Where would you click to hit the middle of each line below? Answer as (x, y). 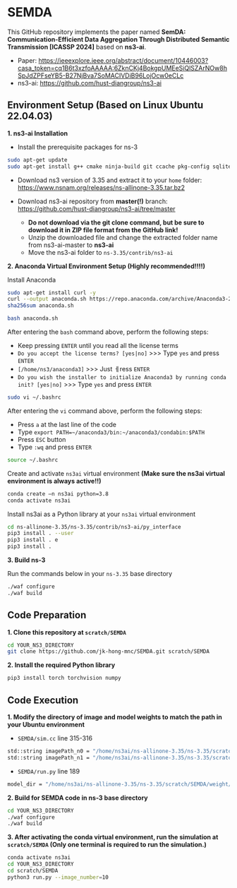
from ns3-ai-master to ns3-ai (71, 245)
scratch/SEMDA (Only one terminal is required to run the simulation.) (107, 845)
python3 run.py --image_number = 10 (58, 877)
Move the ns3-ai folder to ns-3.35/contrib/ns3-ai (101, 252)
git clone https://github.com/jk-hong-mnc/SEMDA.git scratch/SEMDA (109, 652)
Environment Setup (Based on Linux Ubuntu (105, 106)
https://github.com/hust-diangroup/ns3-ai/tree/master (96, 208)
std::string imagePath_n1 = (49, 757)
